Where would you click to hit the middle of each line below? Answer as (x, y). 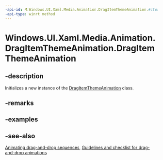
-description (24, 76)
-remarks (19, 103)
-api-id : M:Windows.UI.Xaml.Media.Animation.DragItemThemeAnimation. (77, 9)
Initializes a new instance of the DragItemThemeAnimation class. (70, 88)
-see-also (20, 136)
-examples (22, 120)
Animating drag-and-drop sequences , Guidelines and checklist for (71, 147)
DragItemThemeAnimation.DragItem (80, 48)
